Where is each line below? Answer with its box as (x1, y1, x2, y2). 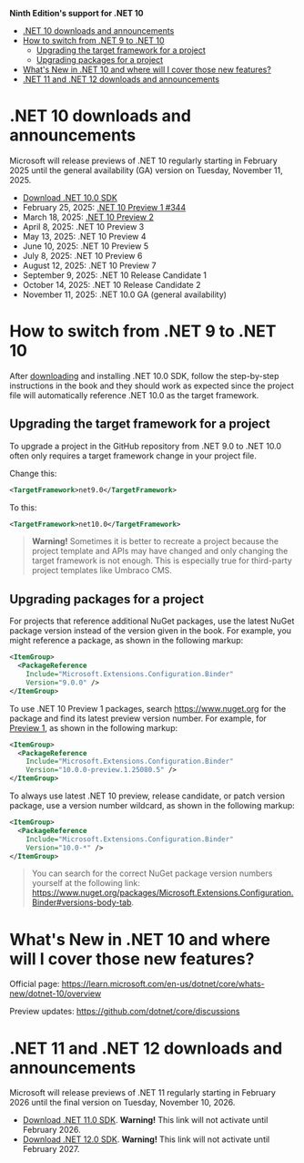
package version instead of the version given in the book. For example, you (9, 625, 292, 636)
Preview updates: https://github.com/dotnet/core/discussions (9, 1006, 240, 1017)
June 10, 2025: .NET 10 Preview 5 (22, 241, 148, 252)
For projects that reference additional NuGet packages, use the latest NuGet (9, 615, 295, 627)
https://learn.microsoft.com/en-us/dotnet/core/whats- (61, 979, 266, 990)
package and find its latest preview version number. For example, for (9, 713, 267, 724)
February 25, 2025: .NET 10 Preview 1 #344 (22, 201, 187, 212)
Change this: (9, 468, 57, 479)
